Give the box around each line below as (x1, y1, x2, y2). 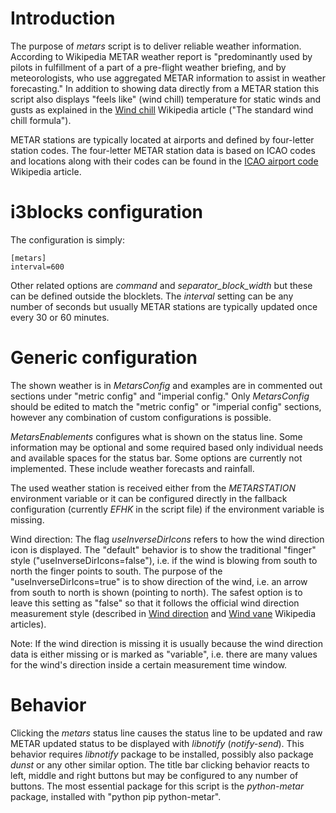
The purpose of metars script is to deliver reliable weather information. (10, 40, 302, 52)
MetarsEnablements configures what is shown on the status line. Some (10, 430, 303, 442)
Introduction (10, 7, 116, 30)
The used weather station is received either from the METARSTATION (10, 482, 297, 494)
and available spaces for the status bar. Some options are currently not (10, 452, 303, 464)
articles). (10, 618, 47, 630)
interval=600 (10, 262, 65, 272)
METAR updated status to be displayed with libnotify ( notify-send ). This (10, 737, 305, 749)
